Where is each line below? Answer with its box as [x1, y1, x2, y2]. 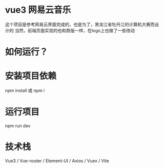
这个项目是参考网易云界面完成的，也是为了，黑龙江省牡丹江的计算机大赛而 [5, 21, 155, 27]
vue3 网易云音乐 [5, 4, 71, 16]
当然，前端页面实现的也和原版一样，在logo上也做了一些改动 [14, 27, 135, 33]
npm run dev [5, 123, 31, 129]
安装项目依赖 [5, 71, 57, 82]
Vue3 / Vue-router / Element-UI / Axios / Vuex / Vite [5, 158, 109, 164]
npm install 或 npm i [5, 88, 45, 93]
